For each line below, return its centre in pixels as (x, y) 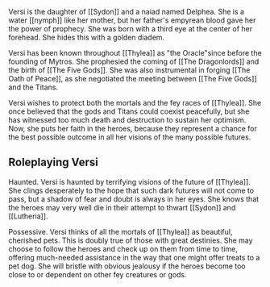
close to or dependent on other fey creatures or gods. (98, 274)
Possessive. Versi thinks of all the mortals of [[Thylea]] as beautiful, (120, 231)
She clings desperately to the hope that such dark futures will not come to (131, 190)
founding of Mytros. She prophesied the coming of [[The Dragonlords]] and (134, 61)
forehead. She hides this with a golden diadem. (87, 37)
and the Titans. (33, 87)
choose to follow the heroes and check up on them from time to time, (123, 248)
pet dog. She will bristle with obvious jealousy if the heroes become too (127, 266)
